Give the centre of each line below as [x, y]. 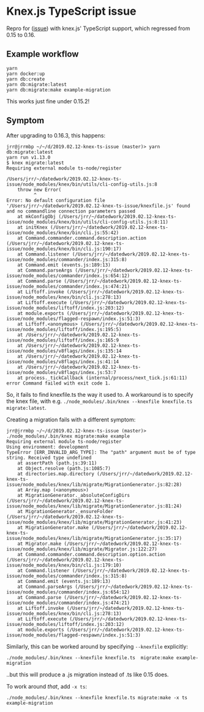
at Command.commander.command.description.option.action [92, 554]
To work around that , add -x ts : [47, 686]
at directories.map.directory [56, 474]
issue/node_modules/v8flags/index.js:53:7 [61, 372]
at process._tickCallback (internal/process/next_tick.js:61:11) [103, 378]
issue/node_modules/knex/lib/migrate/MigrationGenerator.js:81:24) [94, 506]
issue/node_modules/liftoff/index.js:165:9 [63, 340]
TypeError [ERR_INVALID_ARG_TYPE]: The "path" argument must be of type [101, 452]
